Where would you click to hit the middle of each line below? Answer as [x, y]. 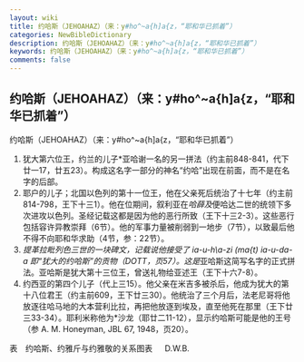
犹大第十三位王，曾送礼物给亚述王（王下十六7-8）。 [167, 272]
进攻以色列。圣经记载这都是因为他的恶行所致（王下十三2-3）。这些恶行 [162, 215]
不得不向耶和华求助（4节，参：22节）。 [96, 238]
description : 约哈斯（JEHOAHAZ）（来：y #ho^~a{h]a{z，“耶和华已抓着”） [135, 43]
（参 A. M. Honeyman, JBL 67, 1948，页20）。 [108, 328]
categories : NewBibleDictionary [70, 34]
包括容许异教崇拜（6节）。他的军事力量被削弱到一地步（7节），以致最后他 [158, 227]
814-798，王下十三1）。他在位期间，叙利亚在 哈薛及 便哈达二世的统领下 [153, 204]
